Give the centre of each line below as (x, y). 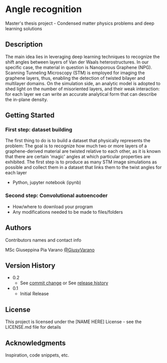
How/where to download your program (53, 206)
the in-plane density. (27, 99)
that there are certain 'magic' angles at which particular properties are (78, 157)
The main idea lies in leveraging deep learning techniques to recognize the (82, 56)
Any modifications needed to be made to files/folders (68, 212)
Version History (30, 265)
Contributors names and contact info (43, 240)
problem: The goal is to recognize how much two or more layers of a (76, 146)
